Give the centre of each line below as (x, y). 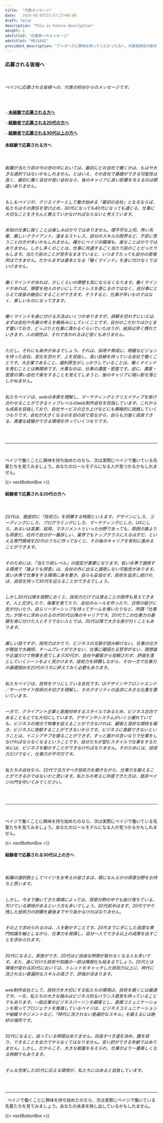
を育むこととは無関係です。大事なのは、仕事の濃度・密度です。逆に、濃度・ (81, 369)
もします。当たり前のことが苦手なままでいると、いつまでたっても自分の (77, 254)
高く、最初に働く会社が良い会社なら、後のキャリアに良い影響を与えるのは (79, 180)
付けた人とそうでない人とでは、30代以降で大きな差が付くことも (86, 621)
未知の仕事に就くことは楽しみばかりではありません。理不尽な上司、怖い (77, 230)
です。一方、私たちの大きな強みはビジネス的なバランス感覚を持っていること (81, 996)
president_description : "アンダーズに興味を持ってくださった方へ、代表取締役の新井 (81, 46)
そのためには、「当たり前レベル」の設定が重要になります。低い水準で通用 (78, 563)
